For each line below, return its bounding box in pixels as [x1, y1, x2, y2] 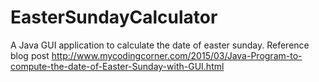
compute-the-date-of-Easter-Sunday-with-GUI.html [10, 60, 225, 72]
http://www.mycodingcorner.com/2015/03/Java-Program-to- [51, 49, 303, 61]
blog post [10, 49, 50, 61]
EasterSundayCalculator [10, 6, 218, 29]
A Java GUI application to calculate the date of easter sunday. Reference [10, 39, 310, 51]
